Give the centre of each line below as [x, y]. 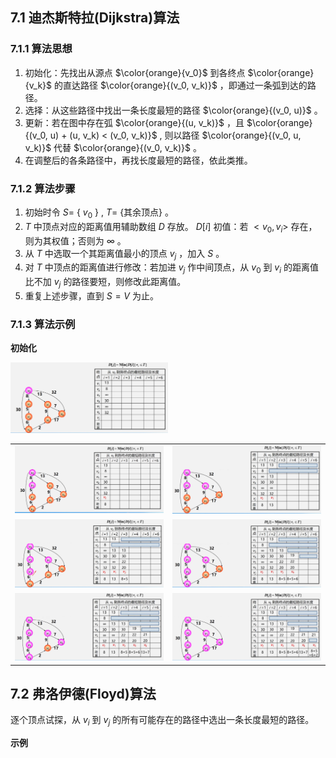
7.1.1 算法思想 [41, 49]
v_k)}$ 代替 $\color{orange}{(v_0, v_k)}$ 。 [113, 147]
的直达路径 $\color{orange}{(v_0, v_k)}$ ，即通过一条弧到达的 [180, 85]
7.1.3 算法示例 [43, 324]
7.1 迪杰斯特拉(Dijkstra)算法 [95, 18]
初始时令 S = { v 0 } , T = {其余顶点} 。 [99, 213]
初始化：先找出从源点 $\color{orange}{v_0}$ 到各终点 [135, 72]
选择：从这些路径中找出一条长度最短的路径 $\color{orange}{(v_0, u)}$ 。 [173, 110]
